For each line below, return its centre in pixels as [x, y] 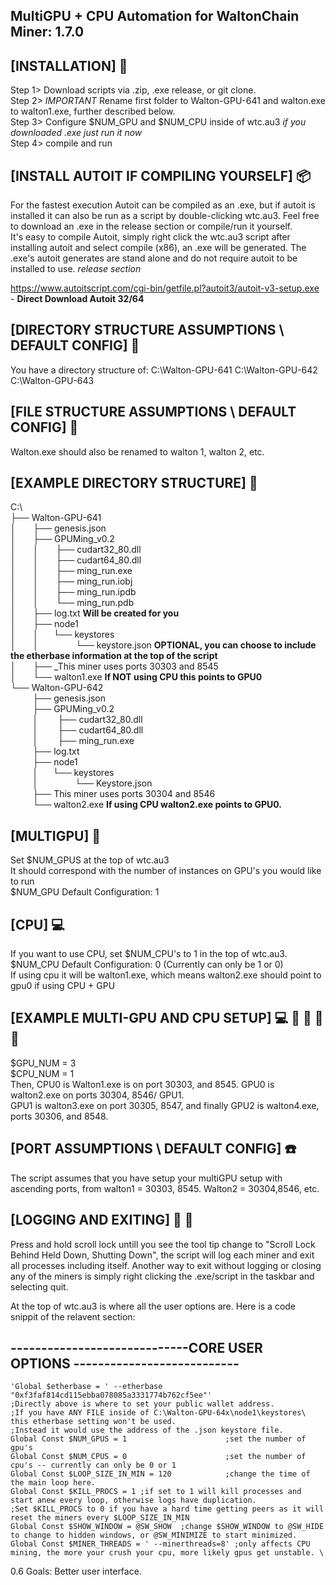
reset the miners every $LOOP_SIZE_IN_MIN [100, 1518]
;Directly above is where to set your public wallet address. [142, 1404]
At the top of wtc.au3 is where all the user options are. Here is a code [153, 1306]
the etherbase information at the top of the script [114, 656]
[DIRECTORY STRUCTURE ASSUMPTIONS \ [147, 330]
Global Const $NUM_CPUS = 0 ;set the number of [158, 1457]
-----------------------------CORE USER [136, 1347]
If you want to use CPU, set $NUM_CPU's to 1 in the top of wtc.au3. [149, 954]
